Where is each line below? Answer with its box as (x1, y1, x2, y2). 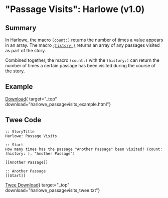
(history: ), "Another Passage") (5, 151, 75, 156)
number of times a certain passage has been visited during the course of (5, 63, 156, 68)
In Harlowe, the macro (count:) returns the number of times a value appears (5, 37, 163, 43)
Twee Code (5, 116, 42, 124)
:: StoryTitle (5, 129, 35, 134)
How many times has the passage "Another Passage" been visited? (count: (5, 147, 163, 152)
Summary (5, 24, 37, 32)
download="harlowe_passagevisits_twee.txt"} (5, 187, 100, 193)
